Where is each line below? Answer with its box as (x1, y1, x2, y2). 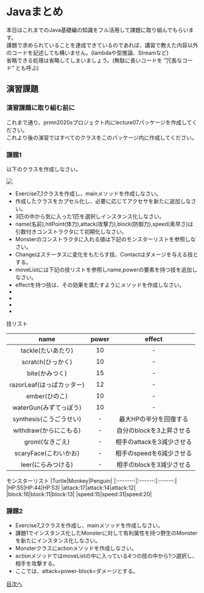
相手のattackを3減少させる (115, 437, 192, 446)
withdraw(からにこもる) (13, 426, 81, 435)
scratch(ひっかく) (21, 357, 73, 366)
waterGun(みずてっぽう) (12, 403, 82, 412)
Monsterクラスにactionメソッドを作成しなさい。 (15, 545, 137, 552)
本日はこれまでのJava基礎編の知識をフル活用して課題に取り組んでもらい (6, 26, 189, 33)
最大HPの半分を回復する (119, 415, 189, 423)
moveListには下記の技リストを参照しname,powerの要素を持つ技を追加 (15, 265, 192, 273)
